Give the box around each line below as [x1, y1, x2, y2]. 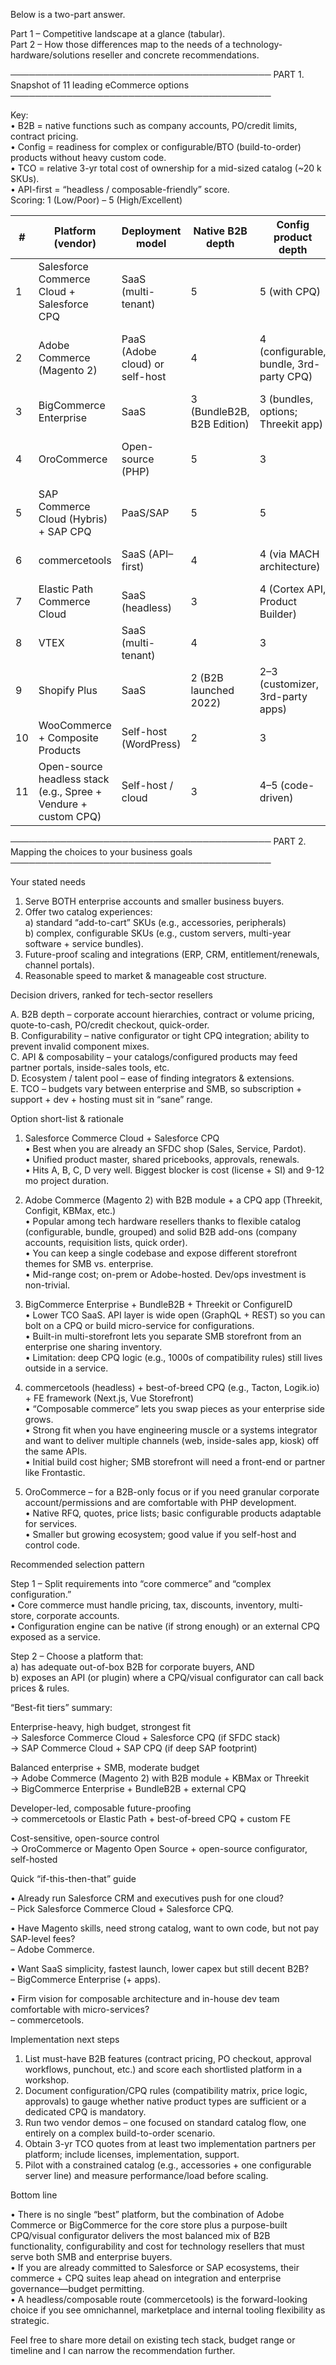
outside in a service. [24, 1362, 109, 1374]
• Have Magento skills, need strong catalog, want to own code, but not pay [10, 1922, 320, 1934]
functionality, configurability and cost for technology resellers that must [10, 2240, 305, 2252]
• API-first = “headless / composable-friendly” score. [10, 184, 230, 195]
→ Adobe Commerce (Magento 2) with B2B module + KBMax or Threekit [10, 1772, 310, 1784]
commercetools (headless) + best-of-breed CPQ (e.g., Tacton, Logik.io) [24, 1382, 320, 1393]
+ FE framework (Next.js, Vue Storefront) [24, 1392, 195, 1404]
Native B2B [193, 224, 248, 238]
